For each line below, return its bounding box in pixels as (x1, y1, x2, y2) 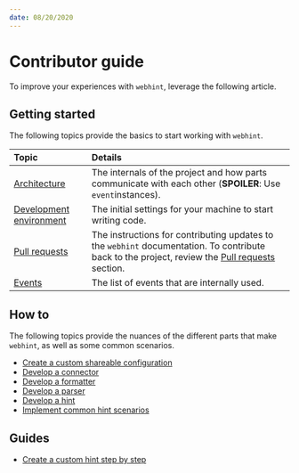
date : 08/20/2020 (9, 12, 74, 22)
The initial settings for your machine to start (91, 203, 274, 216)
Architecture (13, 177, 66, 190)
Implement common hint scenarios (21, 404, 149, 415)
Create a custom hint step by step (21, 454, 147, 464)
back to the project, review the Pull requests (91, 251, 276, 264)
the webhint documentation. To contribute (91, 240, 265, 252)
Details (91, 151, 122, 164)
